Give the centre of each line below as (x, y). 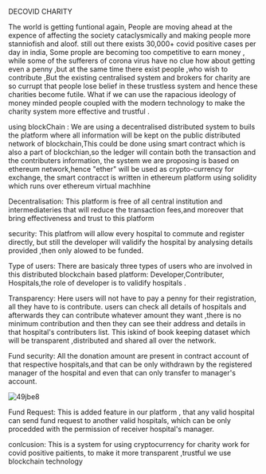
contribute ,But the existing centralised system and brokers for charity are (129, 78)
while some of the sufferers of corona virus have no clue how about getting (132, 60)
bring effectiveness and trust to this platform (81, 218)
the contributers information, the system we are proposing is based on (124, 161)
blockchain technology (46, 461)
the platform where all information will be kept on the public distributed (124, 135)
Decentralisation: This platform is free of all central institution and (115, 201)
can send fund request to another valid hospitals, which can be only (119, 420)
